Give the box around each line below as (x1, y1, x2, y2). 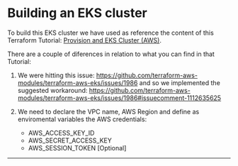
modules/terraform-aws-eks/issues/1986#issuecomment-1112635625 (17, 94, 222, 102)
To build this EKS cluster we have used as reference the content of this (7, 28, 214, 37)
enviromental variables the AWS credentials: (17, 115, 147, 123)
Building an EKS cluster (7, 5, 147, 21)
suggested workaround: (17, 86, 88, 94)
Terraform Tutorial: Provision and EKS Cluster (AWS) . (7, 35, 161, 44)
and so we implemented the (139, 78, 221, 87)
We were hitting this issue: (17, 71, 95, 79)
